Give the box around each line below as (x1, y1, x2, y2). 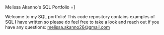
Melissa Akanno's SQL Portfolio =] (5, 4, 76, 10)
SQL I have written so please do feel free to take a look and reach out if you (5, 19, 160, 25)
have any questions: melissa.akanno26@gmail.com (5, 24, 110, 30)
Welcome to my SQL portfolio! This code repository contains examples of (5, 14, 155, 19)
